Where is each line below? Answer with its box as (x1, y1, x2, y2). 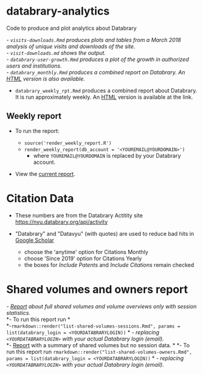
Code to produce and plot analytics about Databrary (6, 24, 137, 32)
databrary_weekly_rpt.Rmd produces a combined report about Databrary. (15, 86, 198, 94)
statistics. (6, 309, 31, 316)
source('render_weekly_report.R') (24, 140, 112, 146)
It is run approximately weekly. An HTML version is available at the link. (15, 93, 193, 101)
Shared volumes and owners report (6, 282, 188, 296)
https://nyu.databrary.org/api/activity (15, 218, 108, 225)
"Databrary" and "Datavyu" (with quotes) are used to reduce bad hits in (15, 230, 194, 237)
